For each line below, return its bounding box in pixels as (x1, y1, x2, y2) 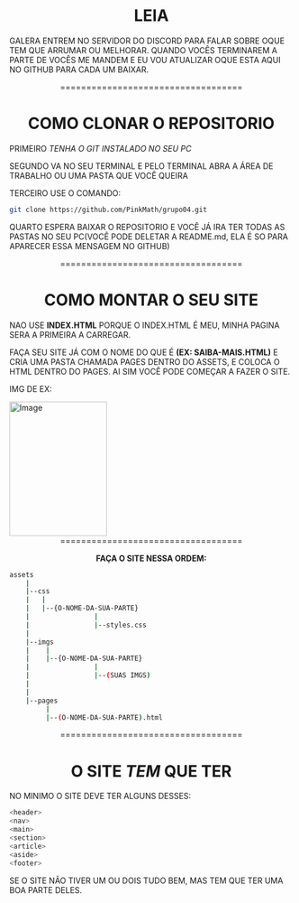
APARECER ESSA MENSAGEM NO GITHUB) (9, 240, 170, 251)
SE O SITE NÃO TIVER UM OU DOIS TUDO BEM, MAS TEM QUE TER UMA (9, 875, 284, 886)
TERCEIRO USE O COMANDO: (9, 187, 122, 199)
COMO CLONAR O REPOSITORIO (28, 114, 275, 134)
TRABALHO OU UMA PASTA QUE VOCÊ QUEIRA (9, 170, 189, 181)
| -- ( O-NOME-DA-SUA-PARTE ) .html (45, 712, 164, 722)
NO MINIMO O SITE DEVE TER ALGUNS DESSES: (9, 791, 192, 802)
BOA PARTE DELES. (9, 884, 83, 895)
